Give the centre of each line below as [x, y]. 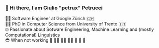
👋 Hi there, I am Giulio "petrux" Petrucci [54, 8]
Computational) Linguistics [33, 35]
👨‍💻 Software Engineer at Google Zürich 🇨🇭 [50, 19]
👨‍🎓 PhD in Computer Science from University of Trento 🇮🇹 [66, 24]
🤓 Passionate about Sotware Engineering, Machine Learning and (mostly [79, 29]
